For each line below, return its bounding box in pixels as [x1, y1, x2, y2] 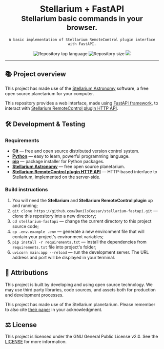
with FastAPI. [67, 41, 97, 46]
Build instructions [5, 186, 48, 193]
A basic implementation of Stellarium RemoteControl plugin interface [9, 37, 155, 42]
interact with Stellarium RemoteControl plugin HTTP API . [5, 105, 118, 111]
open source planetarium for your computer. [5, 90, 94, 96]
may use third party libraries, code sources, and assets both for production [5, 287, 156, 292]
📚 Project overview [5, 70, 66, 79]
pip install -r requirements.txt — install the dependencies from [12, 239, 147, 245]
